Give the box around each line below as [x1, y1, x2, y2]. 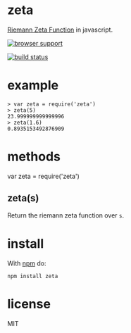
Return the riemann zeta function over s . [7, 211, 125, 220]
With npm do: [7, 259, 47, 268]
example [7, 77, 59, 94]
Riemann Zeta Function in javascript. [7, 25, 113, 34]
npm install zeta [7, 272, 58, 279]
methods [7, 149, 61, 165]
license [7, 296, 51, 312]
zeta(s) [7, 192, 39, 204]
